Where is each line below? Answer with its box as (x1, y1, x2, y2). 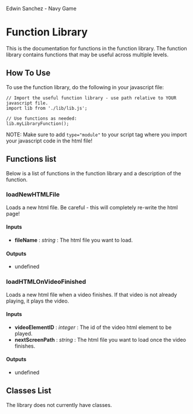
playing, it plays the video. (6, 297, 69, 304)
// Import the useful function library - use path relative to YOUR (6, 95, 177, 101)
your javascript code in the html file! (6, 137, 92, 144)
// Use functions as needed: (6, 116, 77, 121)
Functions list (6, 154, 57, 164)
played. (14, 330, 33, 337)
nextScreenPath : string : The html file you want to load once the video (14, 336, 186, 343)
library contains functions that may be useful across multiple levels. (6, 51, 168, 58)
